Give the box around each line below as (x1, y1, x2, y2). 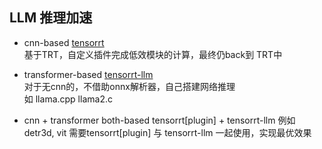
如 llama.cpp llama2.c (23, 93, 113, 105)
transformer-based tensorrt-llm (23, 68, 154, 80)
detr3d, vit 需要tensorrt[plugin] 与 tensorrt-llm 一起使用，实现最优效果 (23, 126, 312, 138)
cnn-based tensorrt (23, 36, 105, 48)
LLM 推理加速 (9, 9, 93, 27)
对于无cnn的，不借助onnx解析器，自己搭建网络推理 (23, 80, 236, 92)
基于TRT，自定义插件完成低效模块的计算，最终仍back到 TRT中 (23, 48, 283, 60)
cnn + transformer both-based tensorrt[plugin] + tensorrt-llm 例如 (23, 114, 296, 126)
